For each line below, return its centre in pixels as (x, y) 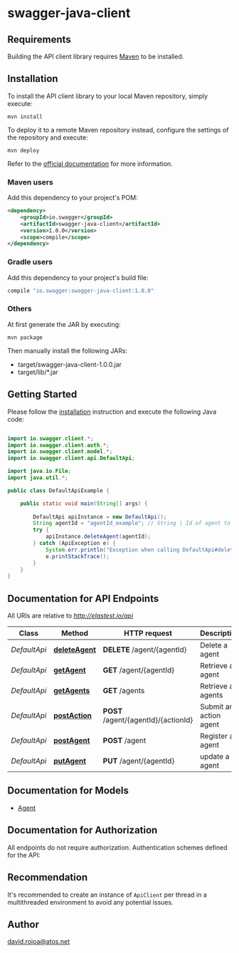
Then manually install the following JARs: (68, 350)
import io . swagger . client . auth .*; (59, 445)
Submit (212, 707)
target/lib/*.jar (38, 372)
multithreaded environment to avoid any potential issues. (90, 902)
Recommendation (47, 878)
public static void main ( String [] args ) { (84, 504)
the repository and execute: (48, 137)
